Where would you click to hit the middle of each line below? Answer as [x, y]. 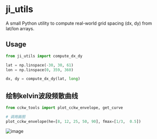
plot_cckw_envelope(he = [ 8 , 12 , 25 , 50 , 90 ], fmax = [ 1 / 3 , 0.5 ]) [73, 121]
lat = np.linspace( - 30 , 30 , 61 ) [40, 65]
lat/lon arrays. [20, 28]
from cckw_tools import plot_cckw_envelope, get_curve [64, 108]
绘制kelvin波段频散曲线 [42, 96]
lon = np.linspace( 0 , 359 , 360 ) [40, 70]
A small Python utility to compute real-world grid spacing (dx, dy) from [79, 23]
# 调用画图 [16, 117]
